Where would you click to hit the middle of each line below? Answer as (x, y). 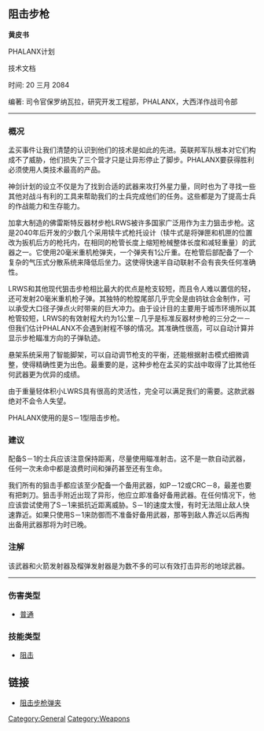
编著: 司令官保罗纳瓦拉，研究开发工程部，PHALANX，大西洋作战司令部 (123, 102)
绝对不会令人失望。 (39, 401)
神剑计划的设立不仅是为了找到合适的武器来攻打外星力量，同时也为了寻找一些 (132, 187)
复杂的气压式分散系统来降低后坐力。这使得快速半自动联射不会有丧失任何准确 (132, 262)
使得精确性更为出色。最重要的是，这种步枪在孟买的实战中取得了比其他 (135, 365)
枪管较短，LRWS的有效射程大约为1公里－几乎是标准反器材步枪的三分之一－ (130, 318)
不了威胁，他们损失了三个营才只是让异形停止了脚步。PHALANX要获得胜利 (134, 160)
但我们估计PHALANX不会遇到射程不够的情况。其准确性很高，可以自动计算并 (131, 328)
